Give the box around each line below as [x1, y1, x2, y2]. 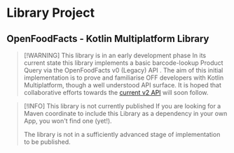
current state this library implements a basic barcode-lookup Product [23, 59, 223, 67]
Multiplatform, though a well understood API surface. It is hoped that [23, 81, 221, 89]
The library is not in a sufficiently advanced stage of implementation [23, 131, 221, 138]
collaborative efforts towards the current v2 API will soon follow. [23, 89, 209, 96]
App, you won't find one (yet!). [23, 117, 113, 125]
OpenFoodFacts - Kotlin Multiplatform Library [6, 33, 209, 45]
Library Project [6, 5, 95, 21]
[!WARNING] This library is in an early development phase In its [23, 51, 207, 59]
